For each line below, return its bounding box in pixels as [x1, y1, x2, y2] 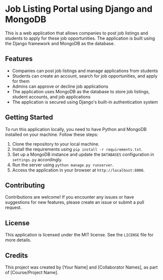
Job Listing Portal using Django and [5, 3, 153, 15]
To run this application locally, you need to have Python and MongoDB [5, 126, 147, 132]
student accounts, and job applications [12, 94, 91, 100]
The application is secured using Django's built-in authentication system [12, 99, 158, 105]
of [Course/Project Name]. [5, 270, 59, 275]
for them [12, 78, 30, 84]
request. [5, 204, 22, 210]
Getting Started [5, 113, 53, 122]
